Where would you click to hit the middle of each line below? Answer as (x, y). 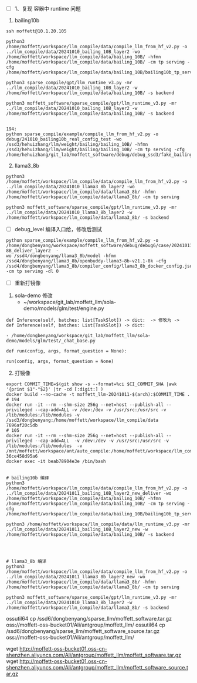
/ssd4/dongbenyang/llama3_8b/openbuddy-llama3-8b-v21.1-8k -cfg (86, 261)
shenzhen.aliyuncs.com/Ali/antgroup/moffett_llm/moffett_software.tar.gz (94, 655)
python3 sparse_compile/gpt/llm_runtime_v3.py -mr (69, 83)
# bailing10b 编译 (28, 478)
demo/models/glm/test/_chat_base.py (51, 341)
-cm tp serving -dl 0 (33, 271)
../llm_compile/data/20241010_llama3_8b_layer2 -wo (70, 187)
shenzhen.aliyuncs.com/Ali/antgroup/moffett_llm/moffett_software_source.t (97, 668)
